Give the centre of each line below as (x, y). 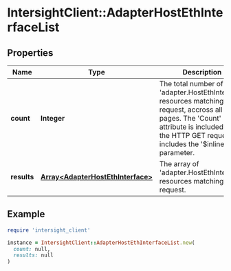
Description (202, 72)
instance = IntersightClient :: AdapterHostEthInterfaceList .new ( (101, 243)
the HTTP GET (183, 135)
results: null (33, 255)
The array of (179, 164)
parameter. (177, 153)
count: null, (32, 249)
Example (26, 214)
